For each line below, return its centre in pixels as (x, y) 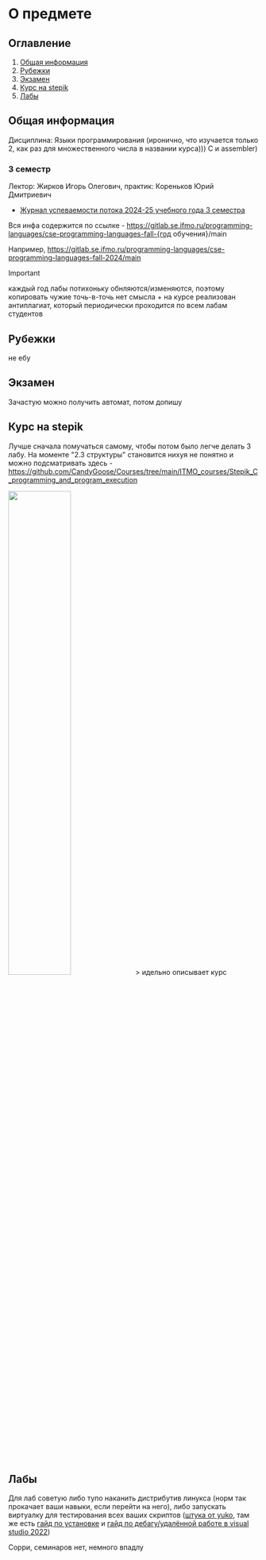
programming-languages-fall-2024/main (75, 258)
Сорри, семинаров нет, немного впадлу (76, 1547)
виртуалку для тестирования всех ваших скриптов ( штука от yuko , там (129, 1515)
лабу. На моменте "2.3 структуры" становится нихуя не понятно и (121, 454)
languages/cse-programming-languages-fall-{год (90, 234)
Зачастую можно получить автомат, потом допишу (95, 402)
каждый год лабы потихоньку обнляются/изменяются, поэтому (116, 289)
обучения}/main (200, 234)
